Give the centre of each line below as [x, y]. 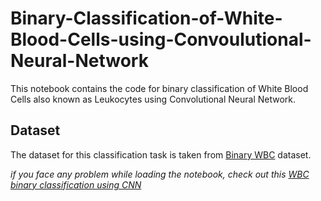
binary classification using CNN [76, 184]
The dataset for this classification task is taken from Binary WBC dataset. [161, 154]
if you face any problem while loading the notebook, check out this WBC [160, 174]
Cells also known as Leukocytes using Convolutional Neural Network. [153, 99]
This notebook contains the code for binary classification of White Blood [159, 88]
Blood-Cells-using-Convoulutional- [161, 39]
